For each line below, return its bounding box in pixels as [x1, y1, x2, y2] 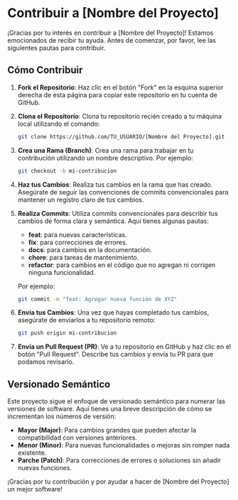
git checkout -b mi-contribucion [17, 167, 117, 175]
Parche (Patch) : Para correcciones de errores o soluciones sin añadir [17, 456, 222, 464]
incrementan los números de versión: [7, 412, 117, 420]
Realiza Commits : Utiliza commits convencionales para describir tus [17, 209, 218, 217]
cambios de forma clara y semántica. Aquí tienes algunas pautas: [17, 217, 210, 225]
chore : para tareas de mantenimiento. [28, 253, 139, 261]
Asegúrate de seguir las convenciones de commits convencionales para [17, 187, 229, 196]
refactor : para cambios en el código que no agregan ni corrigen [28, 261, 216, 269]
